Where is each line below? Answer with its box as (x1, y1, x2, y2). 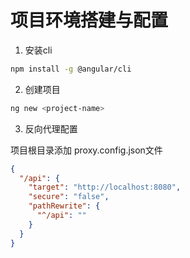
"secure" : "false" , (28, 192, 110, 202)
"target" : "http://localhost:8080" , (28, 182, 182, 193)
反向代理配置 (24, 122, 78, 135)
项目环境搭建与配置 (10, 9, 169, 32)
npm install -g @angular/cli (10, 64, 132, 74)
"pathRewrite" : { (28, 201, 101, 211)
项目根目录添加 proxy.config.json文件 (10, 144, 163, 156)
